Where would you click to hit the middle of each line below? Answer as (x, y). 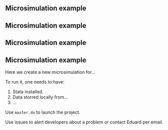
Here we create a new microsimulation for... (50, 72)
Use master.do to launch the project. (43, 112)
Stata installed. (28, 92)
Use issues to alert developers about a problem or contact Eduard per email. (84, 122)
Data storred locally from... (40, 97)
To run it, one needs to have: (35, 82)
